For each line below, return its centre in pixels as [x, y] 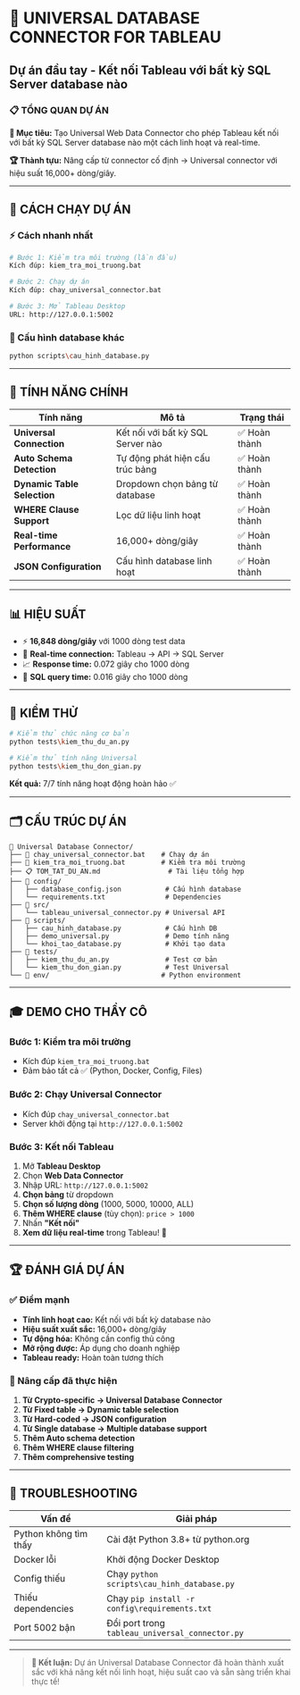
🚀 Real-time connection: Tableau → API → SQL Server [123, 654]
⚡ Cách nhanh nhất [51, 236]
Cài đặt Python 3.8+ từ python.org [178, 1539]
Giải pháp [196, 1518]
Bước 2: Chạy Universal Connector [86, 1095]
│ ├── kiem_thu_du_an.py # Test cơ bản [113, 960]
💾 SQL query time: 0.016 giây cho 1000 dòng [105, 676]
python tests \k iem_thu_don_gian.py [75, 767]
